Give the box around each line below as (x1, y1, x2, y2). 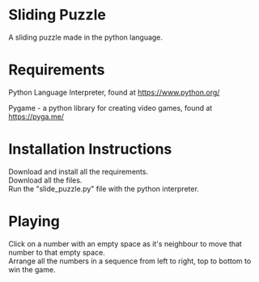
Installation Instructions (8, 140, 172, 158)
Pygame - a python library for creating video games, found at (8, 103, 213, 112)
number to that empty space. (8, 247, 105, 257)
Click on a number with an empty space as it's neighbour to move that (8, 238, 243, 248)
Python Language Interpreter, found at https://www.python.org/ (8, 87, 220, 97)
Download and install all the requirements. (8, 166, 148, 176)
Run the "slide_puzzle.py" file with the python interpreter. (8, 183, 200, 193)
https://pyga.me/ (8, 112, 65, 121)
